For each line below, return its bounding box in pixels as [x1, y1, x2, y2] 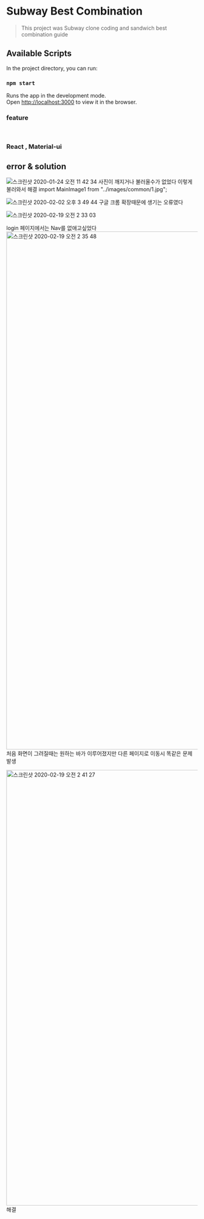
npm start [6, 80, 35, 86]
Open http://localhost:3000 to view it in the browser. [6, 98, 137, 106]
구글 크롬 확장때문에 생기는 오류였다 [98, 199, 183, 206]
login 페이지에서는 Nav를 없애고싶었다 [6, 225, 97, 232]
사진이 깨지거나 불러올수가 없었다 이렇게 [98, 178, 193, 186]
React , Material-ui [6, 143, 62, 151]
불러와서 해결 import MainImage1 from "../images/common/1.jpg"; [6, 186, 168, 193]
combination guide [21, 30, 69, 38]
